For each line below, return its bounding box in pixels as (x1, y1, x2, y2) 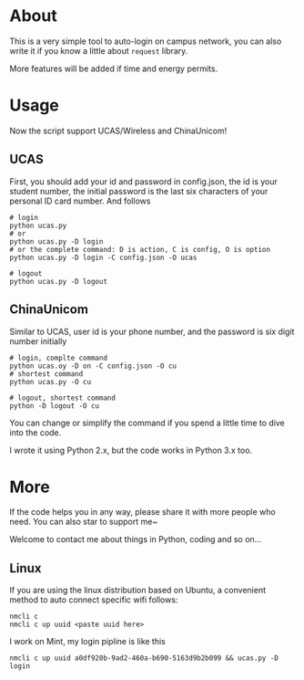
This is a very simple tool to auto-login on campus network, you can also (9, 36, 282, 47)
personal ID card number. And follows (9, 195, 151, 206)
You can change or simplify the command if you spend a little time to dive (9, 417, 285, 428)
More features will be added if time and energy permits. (9, 63, 218, 74)
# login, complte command (9, 353, 107, 362)
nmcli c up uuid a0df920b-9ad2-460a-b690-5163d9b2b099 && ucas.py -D (9, 654, 279, 663)
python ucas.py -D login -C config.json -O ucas (9, 253, 198, 262)
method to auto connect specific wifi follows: (9, 594, 178, 605)
